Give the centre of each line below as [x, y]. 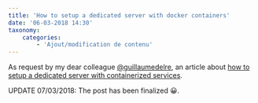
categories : [42, 37]
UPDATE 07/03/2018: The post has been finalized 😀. [94, 90]
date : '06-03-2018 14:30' [50, 23]
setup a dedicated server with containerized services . [96, 75]
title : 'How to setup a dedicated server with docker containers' [119, 15]
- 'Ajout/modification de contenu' [95, 45]
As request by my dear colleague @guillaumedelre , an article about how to [129, 67]
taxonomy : [24, 30]
